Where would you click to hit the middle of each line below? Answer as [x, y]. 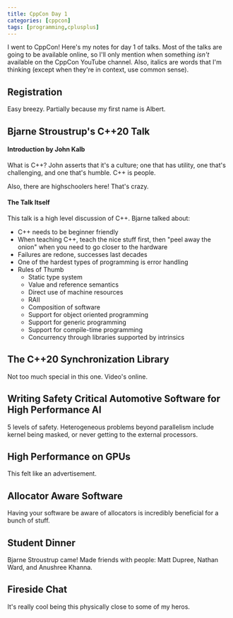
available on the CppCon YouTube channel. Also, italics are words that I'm [115, 62]
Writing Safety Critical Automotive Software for [114, 399]
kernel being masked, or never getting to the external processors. [103, 434]
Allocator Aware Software [65, 496]
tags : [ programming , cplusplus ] [53, 27]
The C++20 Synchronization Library [88, 359]
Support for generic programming [77, 322]
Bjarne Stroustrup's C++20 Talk [79, 131]
